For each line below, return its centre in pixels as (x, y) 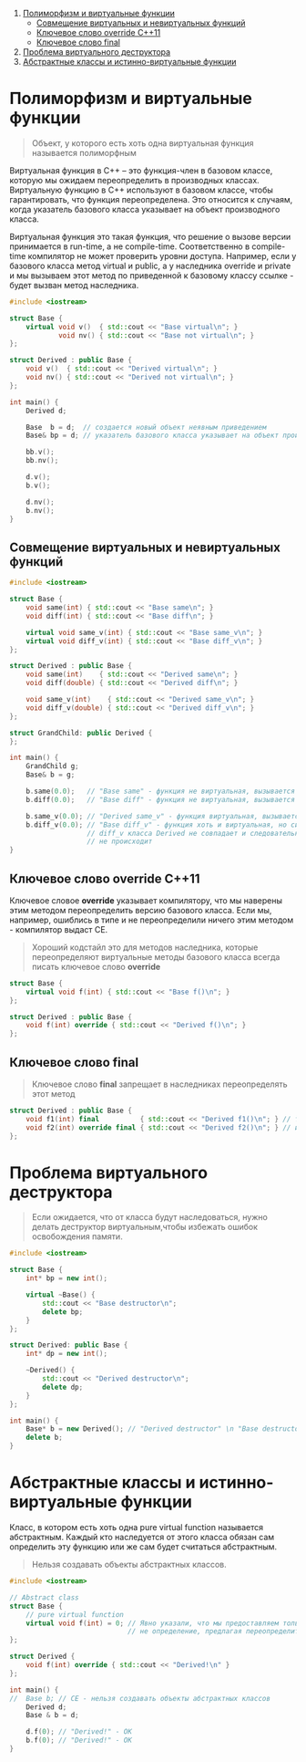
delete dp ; (63, 1387)
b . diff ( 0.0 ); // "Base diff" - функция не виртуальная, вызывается (161, 799)
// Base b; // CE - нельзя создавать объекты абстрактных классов (140, 1698)
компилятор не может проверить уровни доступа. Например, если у (162, 255)
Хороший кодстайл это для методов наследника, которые (145, 947)
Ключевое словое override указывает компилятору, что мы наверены (146, 900)
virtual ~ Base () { (61, 1295)
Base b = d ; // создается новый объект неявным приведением (146, 427)
